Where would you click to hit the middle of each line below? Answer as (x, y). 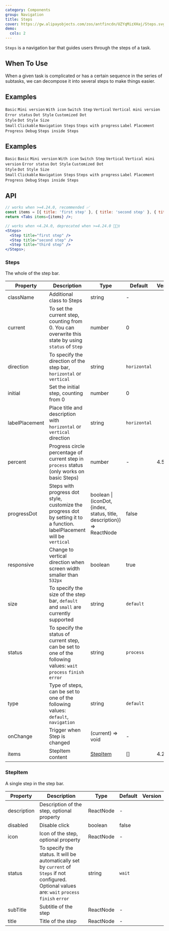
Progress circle (67, 446)
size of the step (67, 594)
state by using (66, 340)
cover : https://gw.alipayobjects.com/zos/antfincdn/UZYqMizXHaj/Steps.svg (85, 24)
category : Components (28, 10)
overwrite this (65, 334)
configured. (53, 880)
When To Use (27, 64)
